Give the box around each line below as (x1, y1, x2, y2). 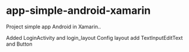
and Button (6, 40, 33, 47)
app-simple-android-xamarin (6, 4, 151, 17)
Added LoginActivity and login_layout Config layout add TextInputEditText (6, 34, 183, 41)
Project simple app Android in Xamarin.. (6, 23, 101, 30)
